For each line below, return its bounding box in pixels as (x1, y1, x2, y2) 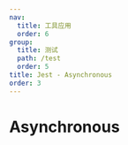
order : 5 (17, 63, 49, 72)
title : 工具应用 (17, 21, 72, 30)
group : (9, 37, 34, 47)
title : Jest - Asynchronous (9, 71, 113, 80)
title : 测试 (17, 46, 59, 55)
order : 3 (9, 79, 41, 88)
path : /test (17, 54, 62, 63)
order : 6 (17, 29, 49, 38)
